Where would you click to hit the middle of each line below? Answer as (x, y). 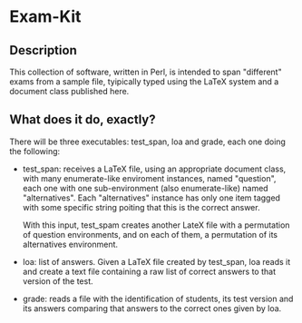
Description (43, 50)
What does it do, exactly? (83, 120)
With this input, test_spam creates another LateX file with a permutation (156, 225)
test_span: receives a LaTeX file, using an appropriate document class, (154, 169)
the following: (35, 151)
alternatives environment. (70, 244)
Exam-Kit (45, 17)
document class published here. (69, 91)
